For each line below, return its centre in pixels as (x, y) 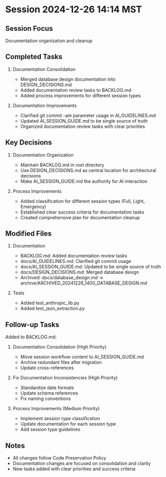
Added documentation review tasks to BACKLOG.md (76, 90)
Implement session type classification (60, 418)
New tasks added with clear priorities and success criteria (74, 469)
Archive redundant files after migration (61, 362)
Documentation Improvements (45, 105)
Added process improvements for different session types (80, 96)
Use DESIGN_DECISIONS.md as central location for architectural (88, 170)
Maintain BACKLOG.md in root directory (62, 165)
